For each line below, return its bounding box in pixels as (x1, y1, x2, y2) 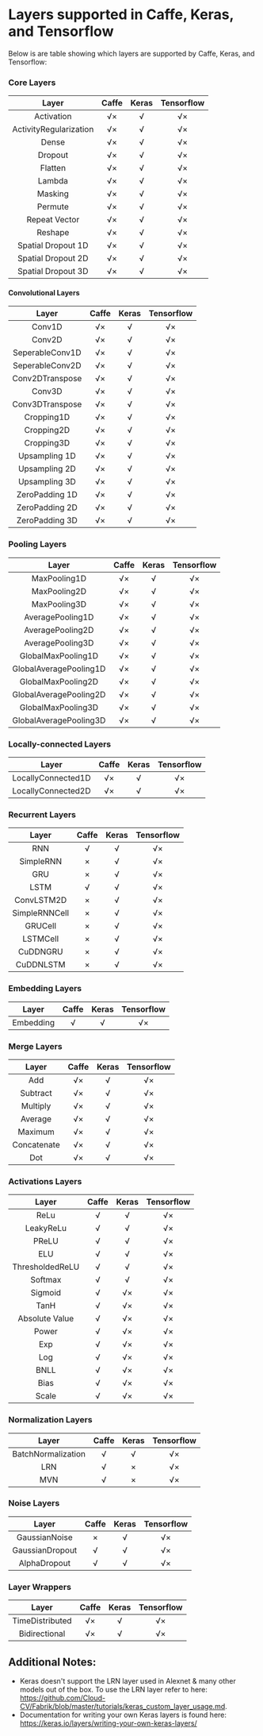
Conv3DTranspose (12, 399, 82, 410)
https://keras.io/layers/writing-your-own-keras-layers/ (19, 1718, 198, 1728)
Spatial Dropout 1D (17, 240, 89, 251)
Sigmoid (30, 1287, 62, 1298)
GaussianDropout (12, 1545, 78, 1556)
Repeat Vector (26, 214, 80, 226)
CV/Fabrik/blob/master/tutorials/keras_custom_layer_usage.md (19, 1701, 226, 1711)
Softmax (30, 1275, 62, 1286)
